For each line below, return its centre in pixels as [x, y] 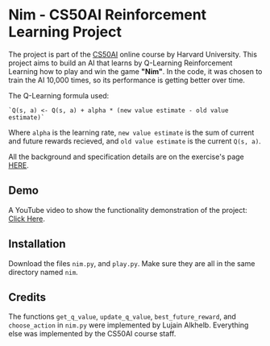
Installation [37, 244]
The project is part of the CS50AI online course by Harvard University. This [133, 54]
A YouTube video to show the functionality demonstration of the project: [128, 210]
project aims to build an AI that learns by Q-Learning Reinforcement [120, 63]
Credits [27, 297]
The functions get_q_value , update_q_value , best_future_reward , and [122, 317]
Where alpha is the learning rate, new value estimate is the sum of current [131, 132]
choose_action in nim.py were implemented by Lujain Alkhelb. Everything [129, 325]
